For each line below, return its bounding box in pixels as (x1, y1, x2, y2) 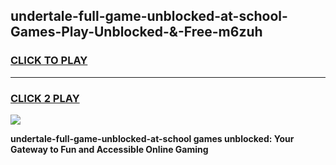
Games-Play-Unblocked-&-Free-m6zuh (10, 24, 263, 41)
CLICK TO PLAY (10, 54, 88, 68)
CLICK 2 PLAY (10, 91, 80, 105)
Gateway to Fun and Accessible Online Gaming (10, 143, 209, 155)
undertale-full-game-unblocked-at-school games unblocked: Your (10, 132, 295, 144)
